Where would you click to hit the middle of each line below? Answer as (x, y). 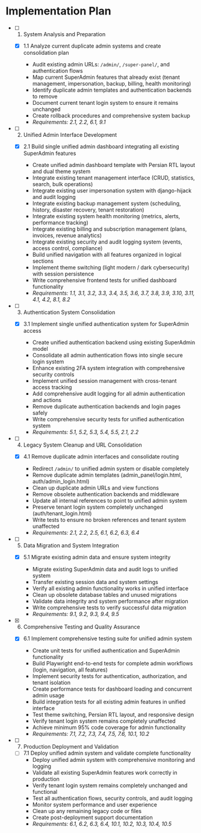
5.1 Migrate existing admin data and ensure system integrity (97, 557)
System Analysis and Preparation (64, 34)
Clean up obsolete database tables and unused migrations (104, 595)
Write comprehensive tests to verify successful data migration (110, 608)
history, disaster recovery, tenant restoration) (88, 210)
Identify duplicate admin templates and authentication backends (112, 90)
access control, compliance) (67, 248)
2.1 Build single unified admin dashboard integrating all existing (101, 146)
